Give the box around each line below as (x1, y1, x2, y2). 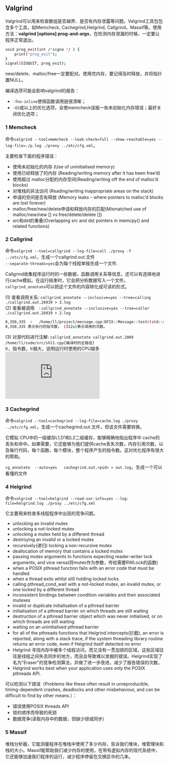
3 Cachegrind (5, 405, 39, 412)
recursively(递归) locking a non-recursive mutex (12, 543, 112, 549)
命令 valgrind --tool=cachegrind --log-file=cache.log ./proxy (5, 417, 138, 423)
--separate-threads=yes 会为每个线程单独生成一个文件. (5, 260, 118, 266)
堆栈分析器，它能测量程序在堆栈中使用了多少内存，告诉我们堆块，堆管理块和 (5, 741, 164, 747)
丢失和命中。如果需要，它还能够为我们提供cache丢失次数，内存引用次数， (5, 440, 159, 447)
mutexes (12, 597, 31, 603)
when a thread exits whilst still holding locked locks (12, 576, 119, 582)
